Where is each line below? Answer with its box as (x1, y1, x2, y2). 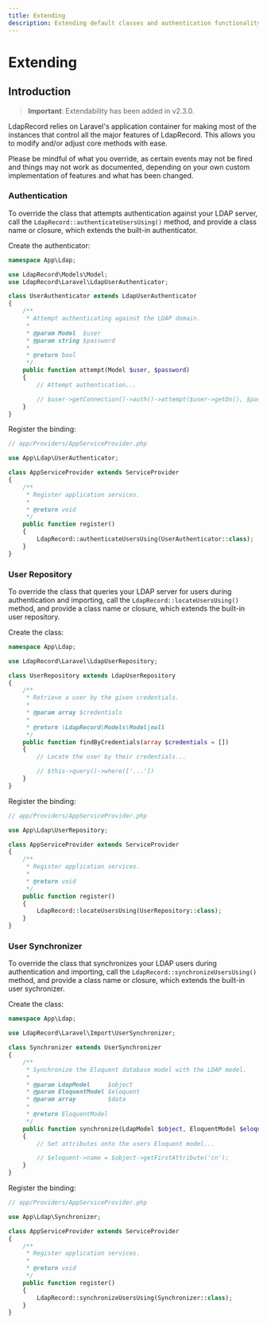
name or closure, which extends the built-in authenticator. (8, 225, 198, 235)
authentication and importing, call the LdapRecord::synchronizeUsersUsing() (8, 967, 257, 976)
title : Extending (8, 11, 66, 20)
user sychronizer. (8, 984, 65, 994)
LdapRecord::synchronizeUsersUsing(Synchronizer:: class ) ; (37, 1294, 233, 1302)
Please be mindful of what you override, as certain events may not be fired (8, 153, 253, 163)
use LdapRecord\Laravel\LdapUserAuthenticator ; (8, 278, 169, 286)
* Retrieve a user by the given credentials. (25, 693, 180, 702)
